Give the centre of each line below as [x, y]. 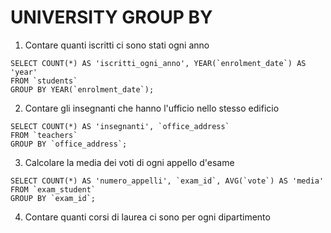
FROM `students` [44, 81]
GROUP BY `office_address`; [69, 144]
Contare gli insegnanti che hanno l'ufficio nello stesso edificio [152, 108]
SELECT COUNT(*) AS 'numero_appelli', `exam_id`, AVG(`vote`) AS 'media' [167, 181]
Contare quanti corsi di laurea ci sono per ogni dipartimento [147, 217]
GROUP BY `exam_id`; [53, 198]
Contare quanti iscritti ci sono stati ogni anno [117, 45]
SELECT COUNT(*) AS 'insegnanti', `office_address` [120, 126]
